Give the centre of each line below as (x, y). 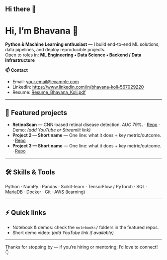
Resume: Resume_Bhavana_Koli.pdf (49, 92)
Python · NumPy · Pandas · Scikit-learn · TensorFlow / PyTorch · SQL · (76, 186)
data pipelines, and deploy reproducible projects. (55, 50)
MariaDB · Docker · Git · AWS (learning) (45, 192)
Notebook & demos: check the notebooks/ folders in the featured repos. (85, 227)
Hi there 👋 (21, 9)
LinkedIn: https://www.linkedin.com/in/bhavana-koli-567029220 (78, 87)
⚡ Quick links (26, 213)
